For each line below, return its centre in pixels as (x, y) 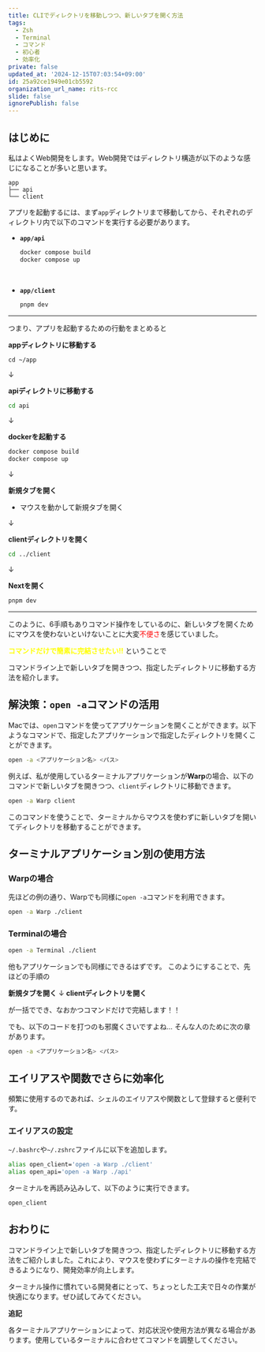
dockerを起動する (37, 437)
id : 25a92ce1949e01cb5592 (50, 81)
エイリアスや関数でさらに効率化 (86, 1078)
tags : (17, 23)
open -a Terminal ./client (52, 951)
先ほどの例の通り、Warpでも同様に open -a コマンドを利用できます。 (119, 897)
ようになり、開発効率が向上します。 (80, 1270)
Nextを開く (27, 586)
